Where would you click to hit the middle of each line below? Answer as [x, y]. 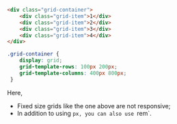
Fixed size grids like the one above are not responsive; [94, 106]
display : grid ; [41, 61]
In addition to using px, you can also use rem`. [84, 113]
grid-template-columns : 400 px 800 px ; [73, 73]
